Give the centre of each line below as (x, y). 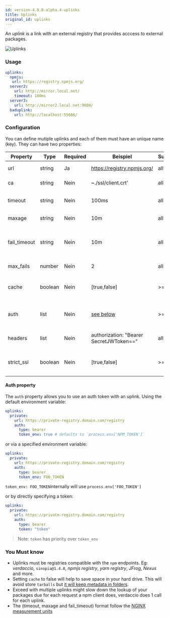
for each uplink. (29, 600)
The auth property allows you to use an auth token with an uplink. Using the (83, 396)
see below (103, 314)
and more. (23, 574)
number (49, 266)
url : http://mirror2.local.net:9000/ (54, 105)
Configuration (23, 128)
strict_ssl (18, 362)
